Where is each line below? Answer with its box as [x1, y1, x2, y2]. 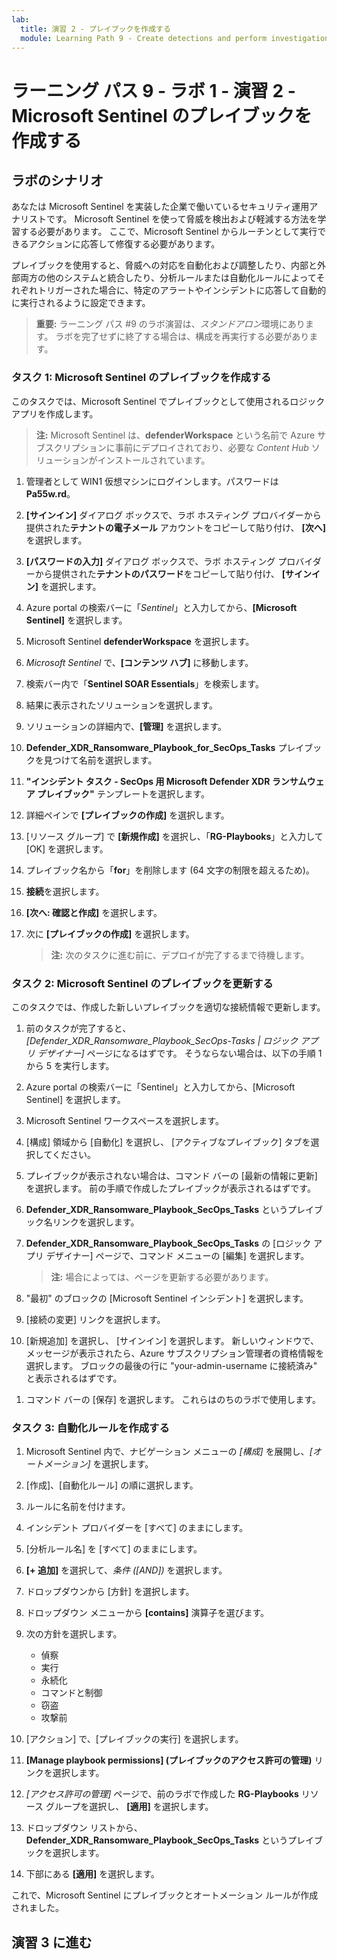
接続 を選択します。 [25, 885, 105, 897]
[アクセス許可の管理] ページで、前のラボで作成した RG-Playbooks [25, 1788, 299, 1800]
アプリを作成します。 [11, 407, 99, 420]
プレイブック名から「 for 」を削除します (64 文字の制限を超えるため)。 [25, 864, 315, 876]
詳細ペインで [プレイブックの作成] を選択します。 [25, 809, 230, 821]
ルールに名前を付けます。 [25, 1501, 131, 1513]
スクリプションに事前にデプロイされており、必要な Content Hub [44, 441, 309, 453]
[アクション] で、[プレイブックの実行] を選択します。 [25, 1733, 244, 1745]
